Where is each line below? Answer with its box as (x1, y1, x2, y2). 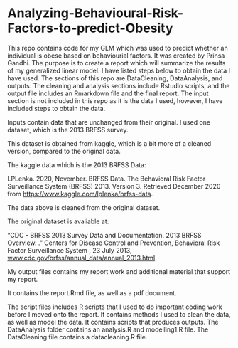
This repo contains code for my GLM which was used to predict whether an (7, 43, 229, 52)
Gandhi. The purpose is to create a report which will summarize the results (7, 58, 226, 67)
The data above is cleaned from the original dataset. (7, 203, 161, 211)
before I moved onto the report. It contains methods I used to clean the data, (7, 310, 231, 318)
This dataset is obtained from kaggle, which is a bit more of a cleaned (7, 139, 212, 147)
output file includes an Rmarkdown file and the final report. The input (7, 89, 209, 97)
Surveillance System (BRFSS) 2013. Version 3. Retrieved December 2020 (7, 181, 221, 190)
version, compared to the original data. (7, 147, 121, 155)
